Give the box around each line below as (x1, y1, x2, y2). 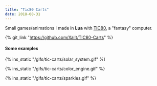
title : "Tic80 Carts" (5, 7, 49, 12)
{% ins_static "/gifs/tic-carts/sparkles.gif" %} (5, 75, 96, 81)
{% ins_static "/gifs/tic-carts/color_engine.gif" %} (5, 66, 105, 71)
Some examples (5, 46, 39, 52)
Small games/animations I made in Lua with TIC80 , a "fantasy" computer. (5, 25, 153, 31)
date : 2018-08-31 (5, 12, 41, 17)
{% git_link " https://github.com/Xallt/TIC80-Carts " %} (5, 34, 113, 40)
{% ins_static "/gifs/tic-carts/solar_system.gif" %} (5, 56, 106, 62)
